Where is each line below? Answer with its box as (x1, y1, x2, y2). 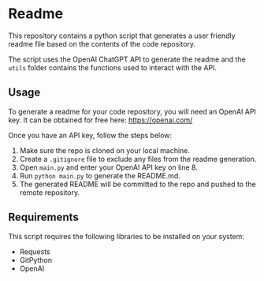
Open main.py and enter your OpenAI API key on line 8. (19, 163, 199, 172)
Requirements (8, 211, 79, 224)
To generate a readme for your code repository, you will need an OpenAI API (8, 107, 256, 116)
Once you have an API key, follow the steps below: (8, 130, 172, 140)
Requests (19, 246, 50, 257)
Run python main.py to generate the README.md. (19, 170, 181, 180)
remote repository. (19, 187, 80, 197)
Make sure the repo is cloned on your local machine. (19, 145, 191, 155)
